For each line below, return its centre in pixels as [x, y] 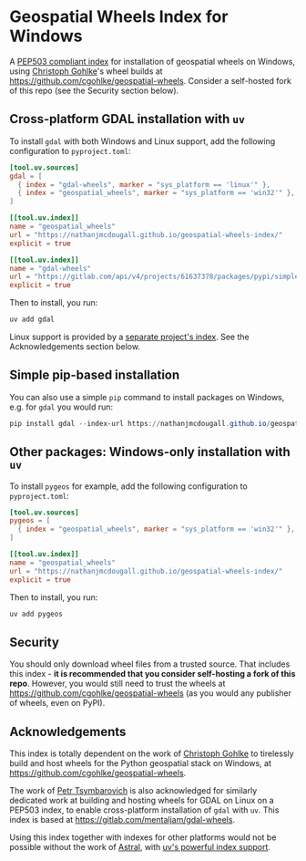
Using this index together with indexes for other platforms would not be [143, 837]
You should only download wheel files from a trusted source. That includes [150, 664]
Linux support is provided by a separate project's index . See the [129, 337]
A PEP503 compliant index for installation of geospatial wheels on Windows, [153, 61]
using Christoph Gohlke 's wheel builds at [86, 71]
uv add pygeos [36, 614]
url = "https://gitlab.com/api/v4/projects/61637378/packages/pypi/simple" [156, 277]
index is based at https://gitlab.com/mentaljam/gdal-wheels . [122, 820]
